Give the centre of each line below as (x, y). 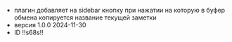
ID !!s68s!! (28, 32)
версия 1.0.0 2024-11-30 (50, 25)
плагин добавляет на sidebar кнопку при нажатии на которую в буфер (120, 10)
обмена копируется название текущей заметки (85, 17)
